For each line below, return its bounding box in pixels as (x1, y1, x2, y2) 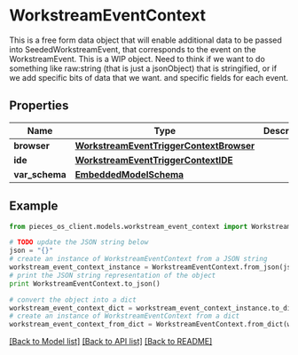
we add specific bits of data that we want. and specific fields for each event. (9, 72, 289, 83)
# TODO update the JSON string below (9, 238, 149, 247)
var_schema (13, 168, 67, 180)
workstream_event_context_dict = (9, 304, 133, 312)
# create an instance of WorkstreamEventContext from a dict (9, 312, 240, 320)
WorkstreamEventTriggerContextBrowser (74, 139, 255, 152)
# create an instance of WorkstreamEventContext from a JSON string (9, 255, 268, 264)
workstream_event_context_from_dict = (9, 320, 153, 329)
